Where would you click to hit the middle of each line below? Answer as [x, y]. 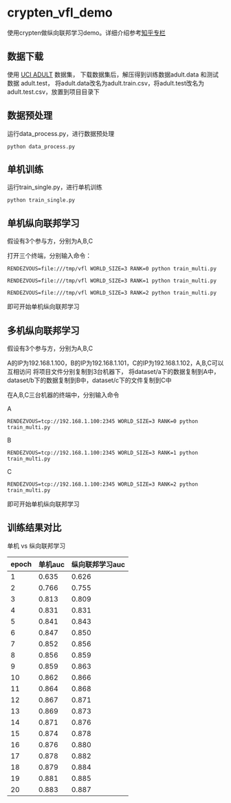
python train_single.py [41, 200]
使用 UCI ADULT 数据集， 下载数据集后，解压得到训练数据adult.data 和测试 [113, 75]
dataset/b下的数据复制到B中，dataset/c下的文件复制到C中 [89, 380]
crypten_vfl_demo [60, 13]
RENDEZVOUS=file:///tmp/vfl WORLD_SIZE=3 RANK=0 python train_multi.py [112, 269]
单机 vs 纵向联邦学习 [36, 546]
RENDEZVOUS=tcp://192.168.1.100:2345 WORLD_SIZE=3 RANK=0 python [102, 422]
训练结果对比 [34, 528]
